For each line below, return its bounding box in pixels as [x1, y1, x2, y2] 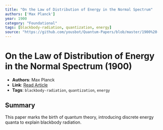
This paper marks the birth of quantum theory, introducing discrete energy [5, 114, 154, 120]
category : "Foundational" [5, 20, 57, 26]
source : [5, 30, 21, 34]
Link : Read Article [12, 82, 48, 88]
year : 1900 [5, 16, 27, 21]
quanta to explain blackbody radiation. [5, 119, 81, 125]
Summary [5, 101, 35, 110]
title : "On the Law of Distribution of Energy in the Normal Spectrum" [5, 7, 153, 12]
